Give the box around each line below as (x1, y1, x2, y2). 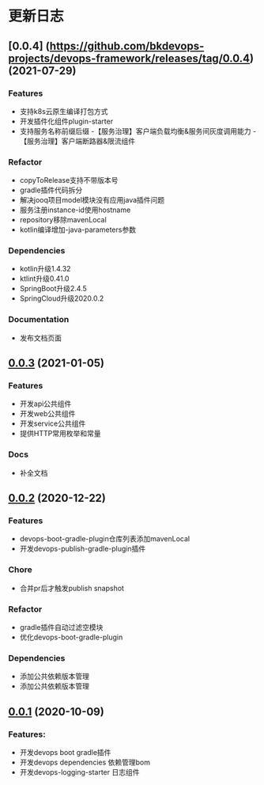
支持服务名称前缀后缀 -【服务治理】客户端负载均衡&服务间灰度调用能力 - (19, 126, 257, 135)
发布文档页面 (19, 333, 62, 343)
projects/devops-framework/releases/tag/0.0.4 (8, 51, 251, 65)
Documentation (8, 314, 70, 325)
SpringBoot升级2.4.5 (19, 284, 87, 294)
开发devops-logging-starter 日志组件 (19, 768, 140, 777)
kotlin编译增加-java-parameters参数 (19, 225, 137, 234)
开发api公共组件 (19, 399, 72, 408)
